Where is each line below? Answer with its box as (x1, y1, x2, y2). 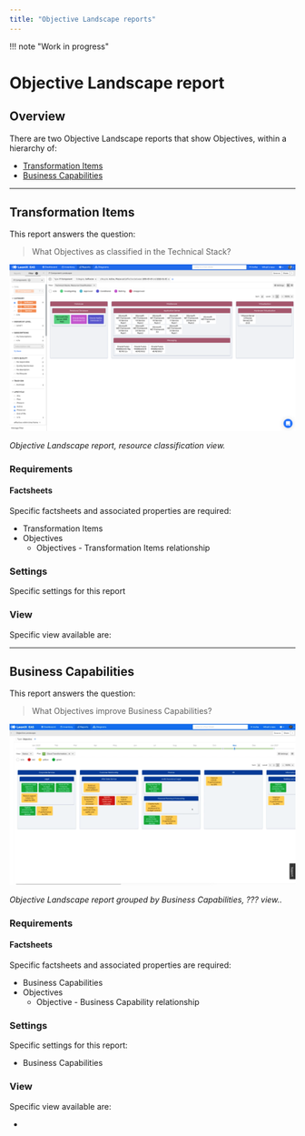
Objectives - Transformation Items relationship (35, 542, 211, 553)
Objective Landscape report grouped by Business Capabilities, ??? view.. (9, 894, 283, 905)
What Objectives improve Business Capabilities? (31, 706, 212, 717)
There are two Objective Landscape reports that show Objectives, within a (9, 133, 288, 144)
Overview (9, 109, 66, 125)
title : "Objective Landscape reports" (9, 15, 156, 24)
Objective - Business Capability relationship (35, 996, 200, 1007)
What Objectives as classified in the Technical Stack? (31, 246, 231, 257)
